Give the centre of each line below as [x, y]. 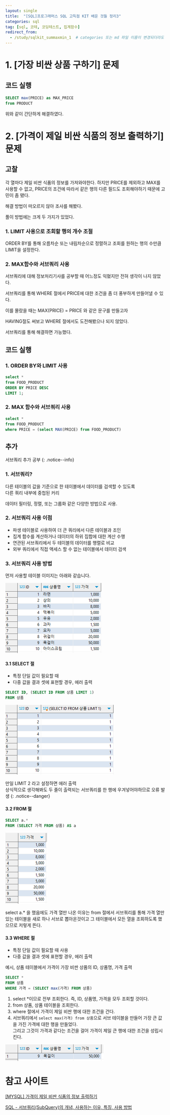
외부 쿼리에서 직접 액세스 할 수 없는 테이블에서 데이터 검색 [70, 549]
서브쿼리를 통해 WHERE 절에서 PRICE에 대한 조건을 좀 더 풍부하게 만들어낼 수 [82, 293]
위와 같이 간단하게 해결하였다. [35, 114]
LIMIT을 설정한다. [23, 250]
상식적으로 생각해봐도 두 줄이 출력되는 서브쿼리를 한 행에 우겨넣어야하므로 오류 [82, 790]
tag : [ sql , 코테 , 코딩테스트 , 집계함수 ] [43, 27]
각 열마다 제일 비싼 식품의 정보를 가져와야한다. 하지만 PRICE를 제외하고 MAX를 [83, 182]
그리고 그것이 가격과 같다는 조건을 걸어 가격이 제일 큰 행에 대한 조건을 [81, 1030]
